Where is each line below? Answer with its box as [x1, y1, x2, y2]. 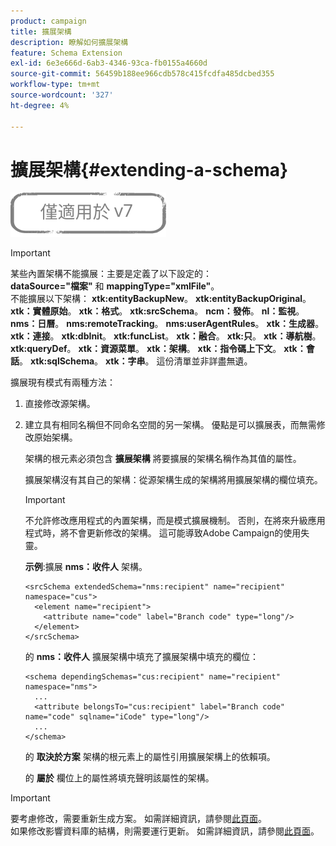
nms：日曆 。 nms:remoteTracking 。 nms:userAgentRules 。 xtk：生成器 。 [10, 318, 325, 330]
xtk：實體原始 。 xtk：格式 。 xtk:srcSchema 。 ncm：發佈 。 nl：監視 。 [10, 305, 305, 317]
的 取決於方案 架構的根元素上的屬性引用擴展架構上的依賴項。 [24, 751, 276, 763]
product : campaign [10, 16, 87, 26]
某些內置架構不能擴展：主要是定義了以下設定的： [10, 268, 212, 280]
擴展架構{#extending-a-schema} [10, 158, 289, 181]
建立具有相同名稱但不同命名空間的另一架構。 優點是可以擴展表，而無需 [24, 419, 317, 431]
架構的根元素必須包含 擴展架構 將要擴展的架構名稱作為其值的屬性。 [24, 453, 302, 465]
